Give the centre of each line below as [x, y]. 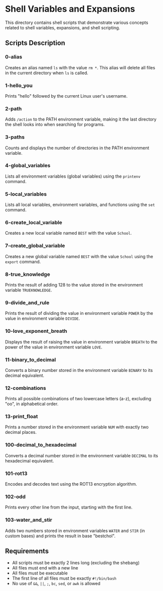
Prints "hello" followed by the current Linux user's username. [66, 96]
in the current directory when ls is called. [47, 73]
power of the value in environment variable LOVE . [54, 347]
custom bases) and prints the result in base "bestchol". [60, 536]
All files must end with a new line [45, 568]
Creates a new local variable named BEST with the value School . [68, 233]
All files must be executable [40, 573]
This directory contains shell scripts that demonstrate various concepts [77, 22]
